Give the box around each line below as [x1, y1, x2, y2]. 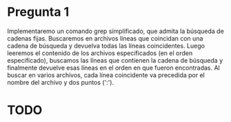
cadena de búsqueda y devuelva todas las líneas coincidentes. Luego [7, 41, 205, 50]
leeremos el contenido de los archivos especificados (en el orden [7, 49, 193, 57]
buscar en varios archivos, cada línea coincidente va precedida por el [7, 70, 205, 79]
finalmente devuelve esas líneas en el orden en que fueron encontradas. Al [7, 63, 221, 72]
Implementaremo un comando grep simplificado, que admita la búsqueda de [7, 27, 224, 35]
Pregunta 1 [7, 4, 70, 20]
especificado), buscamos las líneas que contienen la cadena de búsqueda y [7, 56, 223, 64]
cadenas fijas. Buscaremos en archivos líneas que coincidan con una [7, 34, 203, 42]
